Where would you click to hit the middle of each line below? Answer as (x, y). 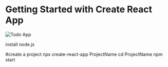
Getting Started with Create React (79, 9)
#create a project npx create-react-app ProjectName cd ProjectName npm (84, 54)
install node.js (20, 44)
